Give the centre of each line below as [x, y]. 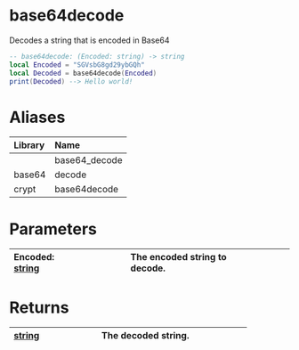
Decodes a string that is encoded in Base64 [90, 40]
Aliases [37, 117]
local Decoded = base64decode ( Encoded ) [83, 73]
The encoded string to [178, 257]
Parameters [53, 229]
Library [29, 145]
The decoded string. [145, 336]
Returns [39, 307]
